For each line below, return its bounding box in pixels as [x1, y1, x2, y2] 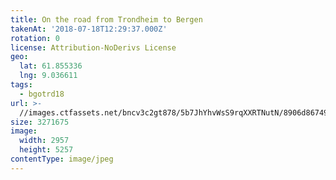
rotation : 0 [10, 33, 60, 43]
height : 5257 [19, 145, 74, 155]
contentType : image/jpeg [10, 154, 114, 164]
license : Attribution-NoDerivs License [10, 42, 177, 53]
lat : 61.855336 [19, 61, 83, 71]
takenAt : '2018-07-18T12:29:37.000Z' [10, 24, 168, 34]
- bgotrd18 [19, 89, 65, 99]
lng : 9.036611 [19, 71, 78, 81]
